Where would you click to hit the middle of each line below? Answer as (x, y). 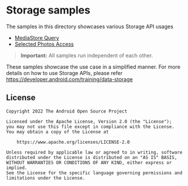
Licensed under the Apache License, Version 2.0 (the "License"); (89, 121)
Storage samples (48, 10)
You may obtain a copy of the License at (58, 132)
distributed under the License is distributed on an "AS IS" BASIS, (92, 157)
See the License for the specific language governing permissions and (94, 173)
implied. (17, 168)
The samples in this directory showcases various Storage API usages (90, 26)
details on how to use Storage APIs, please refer (64, 73)
